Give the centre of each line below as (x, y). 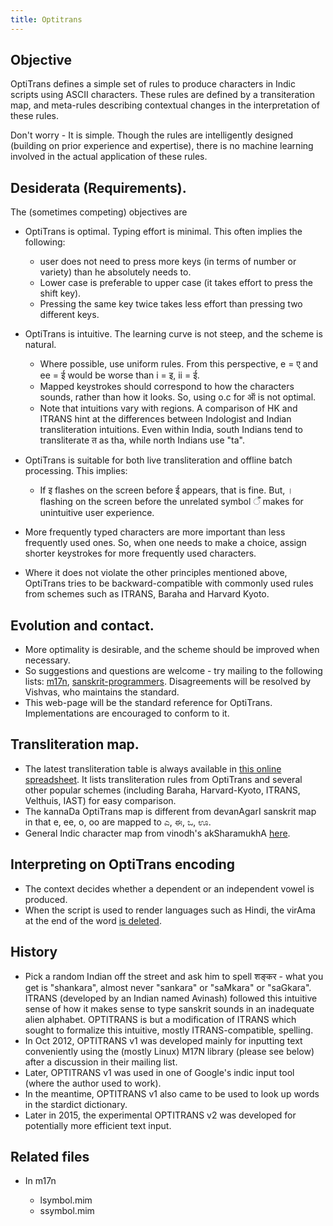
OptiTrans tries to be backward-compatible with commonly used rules (169, 583)
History (34, 952)
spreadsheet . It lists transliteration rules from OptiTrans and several (163, 779)
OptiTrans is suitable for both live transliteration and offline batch (158, 460)
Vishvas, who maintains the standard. (102, 692)
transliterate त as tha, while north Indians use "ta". (142, 440)
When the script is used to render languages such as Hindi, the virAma (170, 910)
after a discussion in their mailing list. (101, 1062)
